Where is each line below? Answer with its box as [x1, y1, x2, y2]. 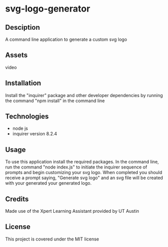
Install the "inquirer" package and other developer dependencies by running [5, 92, 163, 98]
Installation [5, 79, 41, 88]
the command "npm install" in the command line [5, 98, 105, 104]
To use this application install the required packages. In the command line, [5, 159, 159, 165]
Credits [5, 195, 29, 203]
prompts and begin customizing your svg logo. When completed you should [5, 170, 162, 176]
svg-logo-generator [5, 3, 91, 15]
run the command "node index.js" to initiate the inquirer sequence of [5, 164, 147, 170]
